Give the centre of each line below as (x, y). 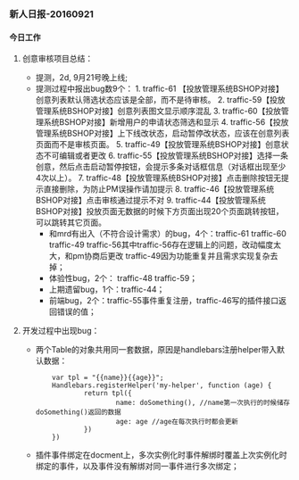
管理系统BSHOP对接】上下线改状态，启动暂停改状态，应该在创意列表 (162, 133)
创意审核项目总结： (58, 59)
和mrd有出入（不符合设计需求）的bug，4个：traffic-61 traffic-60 (168, 234)
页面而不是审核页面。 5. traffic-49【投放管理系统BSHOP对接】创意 (158, 145)
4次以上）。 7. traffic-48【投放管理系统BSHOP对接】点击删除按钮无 (158, 178)
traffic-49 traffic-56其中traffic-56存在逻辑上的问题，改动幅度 (161, 245)
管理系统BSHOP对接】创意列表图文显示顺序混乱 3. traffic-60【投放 (158, 111)
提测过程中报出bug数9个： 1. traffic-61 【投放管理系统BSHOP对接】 (159, 89)
